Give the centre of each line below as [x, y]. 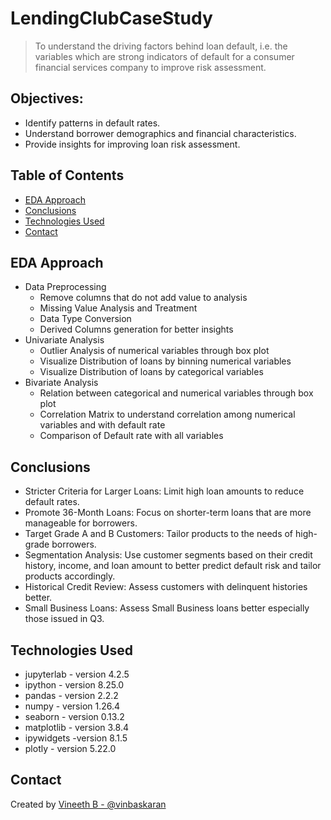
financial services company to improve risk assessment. [150, 67]
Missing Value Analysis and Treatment [118, 308]
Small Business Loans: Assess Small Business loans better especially [167, 608]
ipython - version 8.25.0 [74, 685]
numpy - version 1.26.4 [72, 706]
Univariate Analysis [64, 340]
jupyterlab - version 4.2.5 [77, 674]
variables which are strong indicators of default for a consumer [164, 56]
